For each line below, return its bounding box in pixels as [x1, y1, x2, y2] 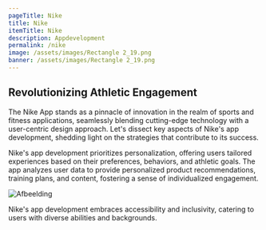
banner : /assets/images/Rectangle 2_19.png [8, 57, 156, 65]
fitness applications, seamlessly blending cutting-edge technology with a [8, 115, 249, 125]
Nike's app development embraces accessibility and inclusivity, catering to [8, 204, 254, 214]
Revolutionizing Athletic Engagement [8, 85, 197, 100]
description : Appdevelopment [8, 34, 105, 42]
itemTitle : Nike [8, 26, 62, 34]
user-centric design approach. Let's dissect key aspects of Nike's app [8, 124, 240, 133]
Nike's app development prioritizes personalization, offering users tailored [8, 148, 252, 157]
